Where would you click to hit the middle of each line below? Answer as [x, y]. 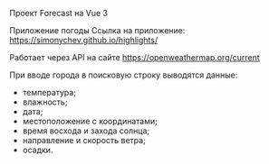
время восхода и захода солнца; [86, 131]
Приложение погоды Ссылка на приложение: [97, 30]
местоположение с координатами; [90, 121]
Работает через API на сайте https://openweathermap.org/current [134, 57]
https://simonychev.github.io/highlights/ [84, 40]
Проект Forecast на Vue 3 [59, 13]
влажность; [45, 102]
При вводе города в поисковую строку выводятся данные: [124, 75]
